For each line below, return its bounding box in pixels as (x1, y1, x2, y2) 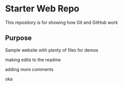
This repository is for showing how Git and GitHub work (5, 19, 118, 25)
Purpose (5, 34, 32, 42)
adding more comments (5, 66, 54, 72)
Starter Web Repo (5, 3, 80, 14)
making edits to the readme (5, 57, 61, 63)
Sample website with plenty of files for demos (5, 47, 99, 53)
